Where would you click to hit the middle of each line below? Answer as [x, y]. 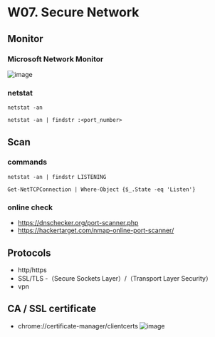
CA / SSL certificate [52, 309]
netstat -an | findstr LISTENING [57, 177]
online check [30, 207]
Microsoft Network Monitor [56, 59]
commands [27, 162]
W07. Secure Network [73, 12]
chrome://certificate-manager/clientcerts [78, 326]
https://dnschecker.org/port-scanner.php [78, 223]
